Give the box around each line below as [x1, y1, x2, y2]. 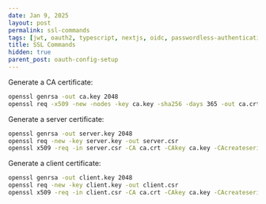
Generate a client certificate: [8, 159, 101, 168]
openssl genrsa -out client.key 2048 [8, 174, 133, 182]
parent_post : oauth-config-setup [8, 56, 119, 64]
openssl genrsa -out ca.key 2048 [8, 93, 119, 100]
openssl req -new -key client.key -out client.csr [8, 181, 179, 190]
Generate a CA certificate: [8, 77, 93, 87]
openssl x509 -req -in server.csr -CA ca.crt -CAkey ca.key [8, 144, 211, 153]
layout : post [8, 19, 51, 27]
